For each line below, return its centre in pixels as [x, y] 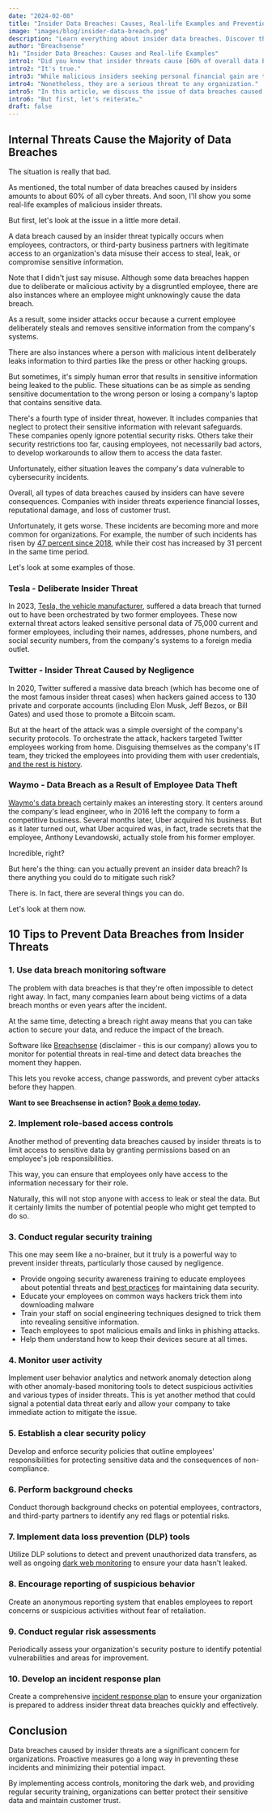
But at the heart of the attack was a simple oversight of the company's [125, 729]
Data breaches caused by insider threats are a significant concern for [124, 1750]
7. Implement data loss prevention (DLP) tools [99, 1537]
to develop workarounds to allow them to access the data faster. [115, 452]
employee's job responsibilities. [61, 1158]
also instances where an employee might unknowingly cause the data [125, 295]
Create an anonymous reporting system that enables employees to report [131, 1602]
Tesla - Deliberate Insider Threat [73, 588]
